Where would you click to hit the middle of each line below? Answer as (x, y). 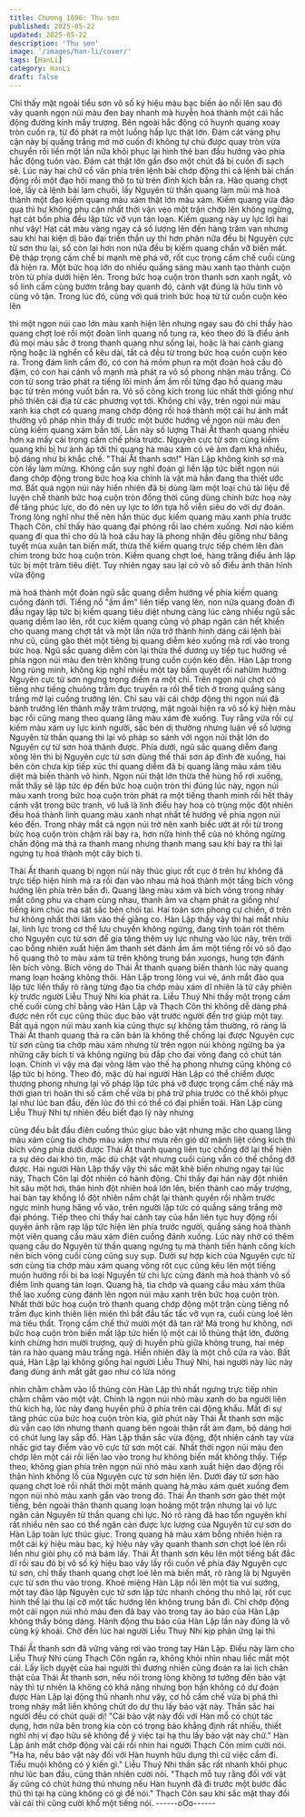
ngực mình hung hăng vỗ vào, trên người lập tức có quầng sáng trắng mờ (146, 1207)
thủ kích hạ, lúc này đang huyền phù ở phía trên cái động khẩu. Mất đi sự (146, 1408)
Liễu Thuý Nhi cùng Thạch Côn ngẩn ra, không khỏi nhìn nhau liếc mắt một (149, 1658)
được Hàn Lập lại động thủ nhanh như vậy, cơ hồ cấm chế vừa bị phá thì (144, 1696)
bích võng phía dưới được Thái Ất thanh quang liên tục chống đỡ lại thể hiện (151, 1149)
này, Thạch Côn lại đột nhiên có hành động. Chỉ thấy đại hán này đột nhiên (149, 1178)
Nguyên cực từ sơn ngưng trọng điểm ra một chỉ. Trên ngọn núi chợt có (143, 679)
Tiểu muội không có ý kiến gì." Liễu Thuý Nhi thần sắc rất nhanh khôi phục (148, 1764)
